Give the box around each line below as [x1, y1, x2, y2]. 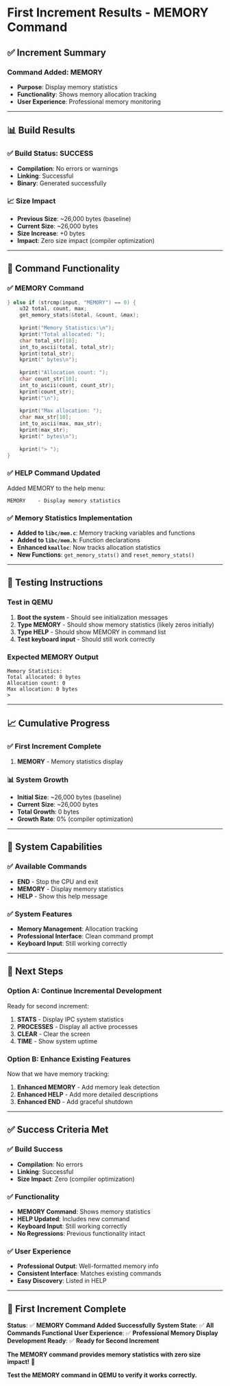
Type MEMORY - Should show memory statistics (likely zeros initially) [16, 620, 214, 629]
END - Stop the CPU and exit [16, 877, 99, 886]
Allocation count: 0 [7, 680, 66, 686]
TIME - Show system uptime [16, 1037, 98, 1045]
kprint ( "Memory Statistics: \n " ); [19, 325, 115, 332]
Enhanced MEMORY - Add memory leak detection [16, 1083, 160, 1091]
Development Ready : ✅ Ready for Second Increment [7, 1337, 159, 1345]
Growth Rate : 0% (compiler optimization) [16, 815, 133, 823]
